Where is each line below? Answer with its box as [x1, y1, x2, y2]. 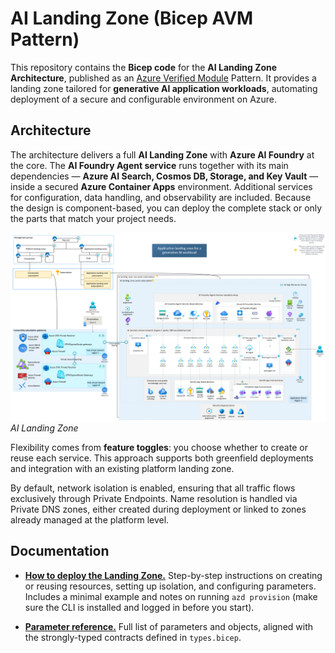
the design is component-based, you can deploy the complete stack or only [10, 202, 323, 214]
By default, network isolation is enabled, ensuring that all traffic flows [10, 482, 296, 494]
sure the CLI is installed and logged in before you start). [24, 601, 255, 613]
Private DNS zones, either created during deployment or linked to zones [10, 503, 307, 515]
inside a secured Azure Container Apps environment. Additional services [10, 180, 313, 192]
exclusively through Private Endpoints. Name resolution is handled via [10, 492, 298, 504]
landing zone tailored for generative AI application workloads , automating [10, 82, 318, 94]
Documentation [10, 543, 110, 560]
